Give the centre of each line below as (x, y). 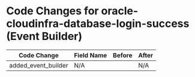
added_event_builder (39, 65)
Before (123, 55)
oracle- (120, 11)
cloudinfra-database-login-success (98, 24)
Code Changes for (52, 11)
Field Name (91, 55)
